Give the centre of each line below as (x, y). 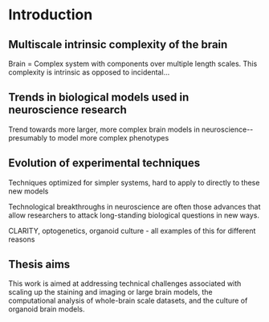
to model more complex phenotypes (109, 137)
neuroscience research (67, 110)
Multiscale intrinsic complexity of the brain (118, 45)
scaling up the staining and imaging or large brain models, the (110, 292)
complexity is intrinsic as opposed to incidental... (89, 72)
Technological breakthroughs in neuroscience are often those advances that (134, 206)
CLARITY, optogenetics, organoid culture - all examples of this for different (132, 230)
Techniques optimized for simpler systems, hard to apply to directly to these (134, 182)
